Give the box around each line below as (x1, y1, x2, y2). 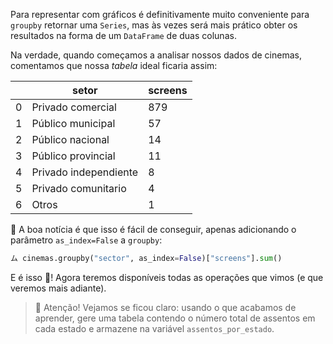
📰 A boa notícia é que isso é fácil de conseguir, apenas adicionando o (10, 224, 297, 235)
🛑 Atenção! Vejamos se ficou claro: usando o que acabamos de (34, 301, 297, 313)
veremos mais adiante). (10, 282, 107, 294)
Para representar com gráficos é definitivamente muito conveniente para (10, 9, 310, 20)
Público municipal (31, 117, 116, 130)
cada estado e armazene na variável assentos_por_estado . (34, 322, 275, 334)
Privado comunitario (31, 182, 127, 195)
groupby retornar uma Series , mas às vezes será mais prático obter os (10, 19, 298, 31)
